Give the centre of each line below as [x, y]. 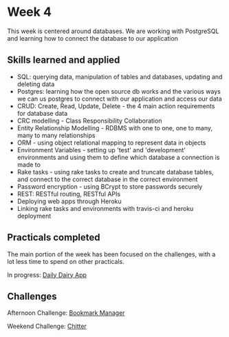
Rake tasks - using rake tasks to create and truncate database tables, [115, 172]
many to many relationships [56, 135]
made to [29, 164]
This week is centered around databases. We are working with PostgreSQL [113, 31]
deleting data [36, 84]
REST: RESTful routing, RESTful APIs [69, 194]
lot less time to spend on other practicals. [66, 261]
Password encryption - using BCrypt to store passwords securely [110, 186]
